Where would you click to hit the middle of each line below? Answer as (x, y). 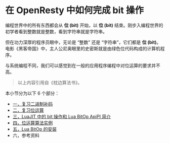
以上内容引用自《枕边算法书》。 (50, 82)
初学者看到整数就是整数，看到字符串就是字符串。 (56, 31)
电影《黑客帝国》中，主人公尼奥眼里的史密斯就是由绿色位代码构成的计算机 (83, 48)
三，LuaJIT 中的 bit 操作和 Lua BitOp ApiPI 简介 (62, 116)
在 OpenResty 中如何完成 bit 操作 (75, 10)
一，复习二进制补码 (33, 104)
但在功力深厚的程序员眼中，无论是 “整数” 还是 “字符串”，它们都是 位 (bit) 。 (83, 42)
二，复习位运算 (28, 110)
